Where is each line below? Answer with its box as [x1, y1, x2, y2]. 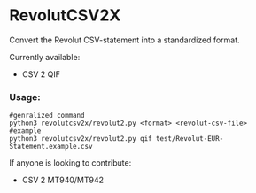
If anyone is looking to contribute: [9, 158, 132, 168]
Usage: [9, 90, 42, 103]
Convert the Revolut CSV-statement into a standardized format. [9, 35, 241, 45]
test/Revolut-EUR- [155, 135, 224, 143]
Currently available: [9, 51, 81, 62]
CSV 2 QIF [21, 68, 60, 80]
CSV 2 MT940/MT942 [21, 174, 105, 186]
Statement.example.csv [9, 143, 93, 151]
